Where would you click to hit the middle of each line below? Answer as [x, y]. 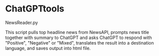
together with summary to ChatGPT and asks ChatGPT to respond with [78, 37]
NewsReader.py [22, 22]
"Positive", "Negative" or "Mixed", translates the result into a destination [80, 42]
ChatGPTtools [35, 9]
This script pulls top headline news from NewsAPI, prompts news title [77, 32]
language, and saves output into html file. [48, 48]
